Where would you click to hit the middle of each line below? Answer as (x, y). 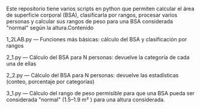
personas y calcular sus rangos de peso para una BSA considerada (90, 21)
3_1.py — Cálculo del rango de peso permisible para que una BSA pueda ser (100, 93)
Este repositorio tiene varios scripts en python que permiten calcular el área (100, 9)
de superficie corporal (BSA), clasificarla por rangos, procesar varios (92, 15)
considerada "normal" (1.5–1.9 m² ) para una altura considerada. (86, 99)
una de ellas (21, 63)
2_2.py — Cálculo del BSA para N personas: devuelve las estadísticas (92, 75)
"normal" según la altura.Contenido (50, 28)
